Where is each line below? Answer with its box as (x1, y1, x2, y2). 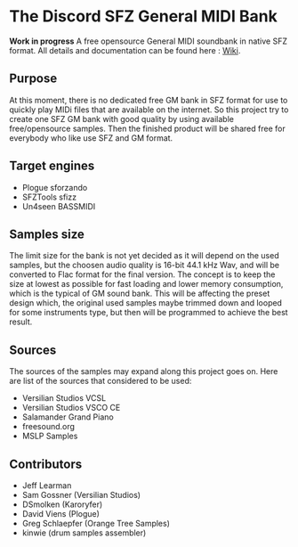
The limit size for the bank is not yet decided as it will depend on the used (9, 250, 279, 261)
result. (9, 316, 33, 327)
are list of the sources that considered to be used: (9, 376, 192, 387)
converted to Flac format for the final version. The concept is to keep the (9, 269, 276, 280)
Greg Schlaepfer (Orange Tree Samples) (21, 518, 171, 528)
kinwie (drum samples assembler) (21, 527, 147, 538)
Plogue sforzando (21, 182, 88, 192)
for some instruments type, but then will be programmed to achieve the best (9, 307, 288, 318)
